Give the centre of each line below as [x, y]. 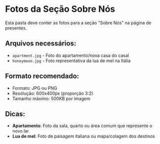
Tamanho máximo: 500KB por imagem [51, 98]
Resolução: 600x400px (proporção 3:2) [53, 93]
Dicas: [15, 114]
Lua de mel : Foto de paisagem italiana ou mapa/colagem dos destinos [83, 136]
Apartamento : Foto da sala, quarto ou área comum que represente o [82, 126]
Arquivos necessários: [41, 44]
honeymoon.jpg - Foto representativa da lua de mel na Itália [71, 61]
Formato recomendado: [42, 76]
